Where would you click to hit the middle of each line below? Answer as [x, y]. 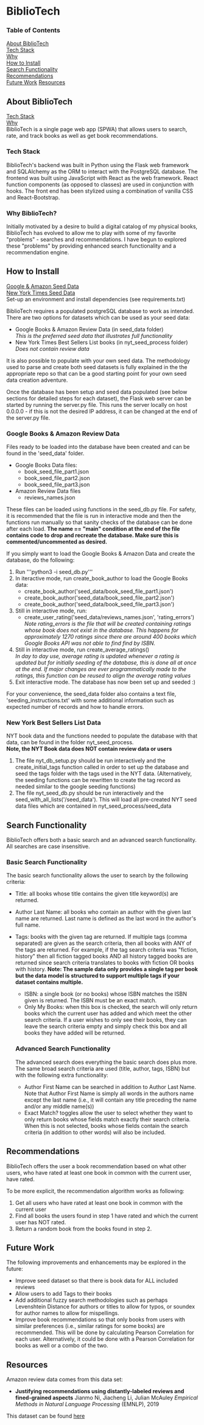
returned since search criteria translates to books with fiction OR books [104, 963]
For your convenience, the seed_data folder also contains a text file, [91, 694]
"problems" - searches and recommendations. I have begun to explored [97, 239]
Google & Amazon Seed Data [43, 286]
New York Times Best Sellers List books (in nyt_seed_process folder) [101, 342]
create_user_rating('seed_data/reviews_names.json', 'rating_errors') [109, 617]
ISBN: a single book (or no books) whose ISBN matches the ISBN [106, 994]
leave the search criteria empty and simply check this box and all [106, 1027]
